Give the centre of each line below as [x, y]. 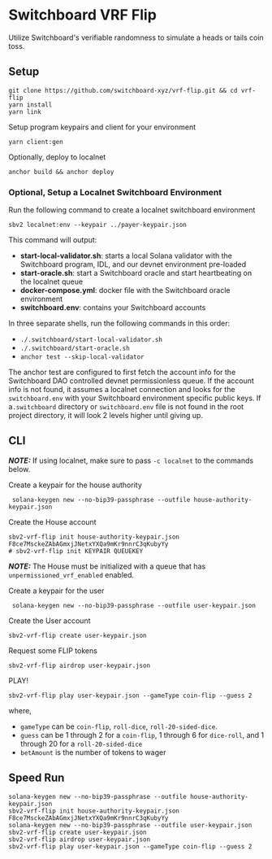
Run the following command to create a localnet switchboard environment [132, 210]
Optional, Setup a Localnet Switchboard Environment [115, 192]
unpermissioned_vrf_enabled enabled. [71, 574]
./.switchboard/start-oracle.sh [75, 349]
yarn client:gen [36, 142]
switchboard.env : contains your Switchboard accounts [113, 307]
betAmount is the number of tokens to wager [93, 752]
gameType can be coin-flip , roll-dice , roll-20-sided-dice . [119, 726]
